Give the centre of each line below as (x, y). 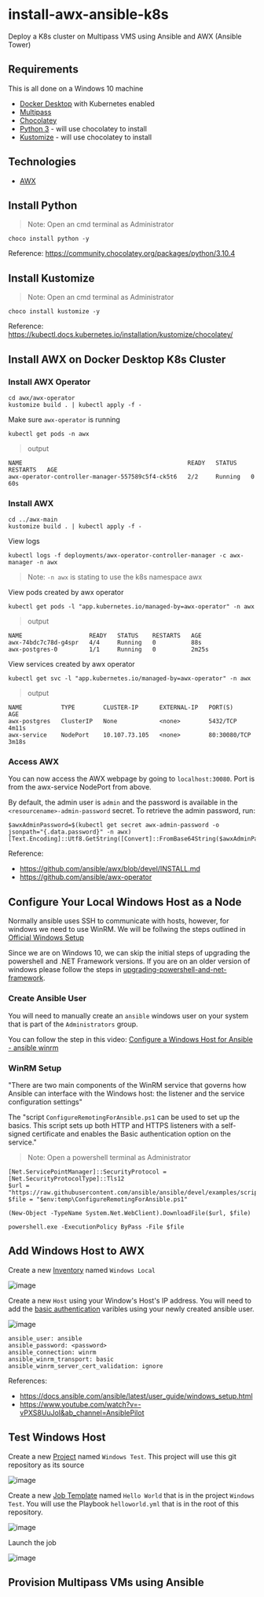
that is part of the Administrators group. (73, 1024)
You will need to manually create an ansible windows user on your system (128, 1015)
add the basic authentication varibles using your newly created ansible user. (131, 1309)
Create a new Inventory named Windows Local (82, 1270)
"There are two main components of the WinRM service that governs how (127, 1085)
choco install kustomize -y (54, 312)
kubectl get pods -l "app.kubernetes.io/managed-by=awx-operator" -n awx (132, 607)
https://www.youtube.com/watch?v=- (80, 1404)
